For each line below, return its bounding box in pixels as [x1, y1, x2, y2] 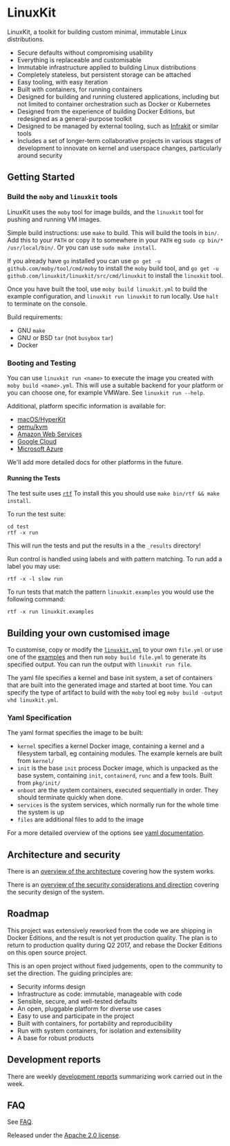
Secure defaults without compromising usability [17, 48, 153, 57]
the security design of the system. [7, 888, 105, 896]
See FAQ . [7, 1118, 33, 1126]
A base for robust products [17, 1033, 95, 1042]
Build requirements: [7, 312, 63, 321]
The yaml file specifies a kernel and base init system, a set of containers [7, 673, 213, 682]
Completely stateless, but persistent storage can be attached [17, 71, 191, 79]
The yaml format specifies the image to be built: [7, 729, 144, 737]
